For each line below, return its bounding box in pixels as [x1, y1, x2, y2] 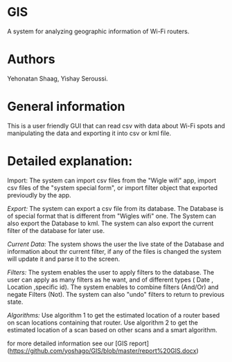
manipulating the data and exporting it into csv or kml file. [7, 129, 172, 137]
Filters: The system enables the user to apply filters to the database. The [7, 268, 215, 276]
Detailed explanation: [7, 153, 133, 169]
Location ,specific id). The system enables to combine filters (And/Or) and [7, 282, 220, 291]
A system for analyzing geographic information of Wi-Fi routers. [7, 27, 190, 35]
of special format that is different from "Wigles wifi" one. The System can [7, 212, 217, 220]
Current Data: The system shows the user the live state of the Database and [7, 240, 224, 248]
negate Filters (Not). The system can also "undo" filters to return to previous [7, 290, 225, 298]
